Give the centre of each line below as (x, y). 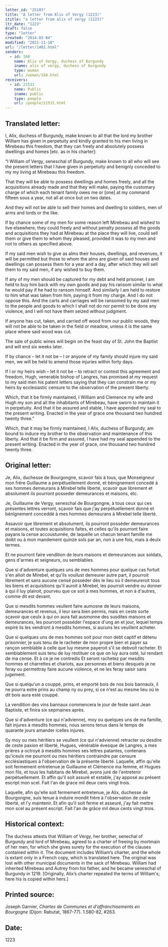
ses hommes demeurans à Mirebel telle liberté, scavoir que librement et (79, 488)
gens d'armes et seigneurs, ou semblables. (49, 560)
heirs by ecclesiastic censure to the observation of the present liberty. (77, 387)
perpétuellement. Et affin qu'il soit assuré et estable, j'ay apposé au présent (83, 777)
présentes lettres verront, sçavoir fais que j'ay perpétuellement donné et (80, 508)
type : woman (26, 71)
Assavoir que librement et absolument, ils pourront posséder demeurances (82, 523)
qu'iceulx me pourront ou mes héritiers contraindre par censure (71, 756)
